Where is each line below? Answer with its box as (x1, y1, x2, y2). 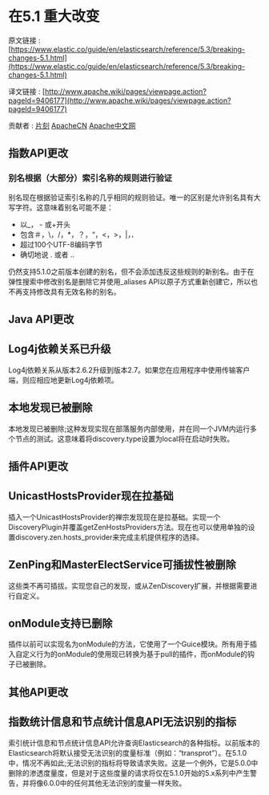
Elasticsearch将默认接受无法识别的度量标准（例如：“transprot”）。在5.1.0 (8, 748, 247, 757)
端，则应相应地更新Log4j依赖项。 (8, 375, 118, 385)
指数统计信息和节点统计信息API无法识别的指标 (8, 715, 237, 729)
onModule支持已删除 (8, 617, 113, 630)
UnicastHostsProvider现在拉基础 (8, 489, 174, 503)
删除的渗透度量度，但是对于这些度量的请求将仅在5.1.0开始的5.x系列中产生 (8, 768, 251, 777)
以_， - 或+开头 (19, 219, 70, 229)
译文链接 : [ (8, 86, 46, 96)
